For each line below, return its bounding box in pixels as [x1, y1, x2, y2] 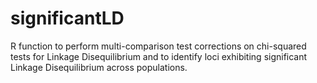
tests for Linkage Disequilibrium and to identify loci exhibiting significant [10, 50, 308, 62]
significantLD [10, 7, 125, 30]
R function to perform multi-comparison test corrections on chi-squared [10, 40, 307, 52]
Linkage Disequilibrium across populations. [10, 61, 188, 73]
